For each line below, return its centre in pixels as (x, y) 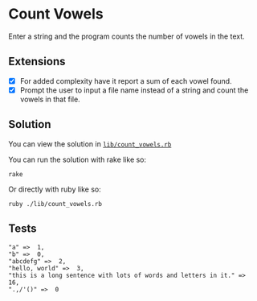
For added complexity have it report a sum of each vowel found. (126, 80)
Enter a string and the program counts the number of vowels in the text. (126, 36)
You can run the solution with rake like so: (78, 159)
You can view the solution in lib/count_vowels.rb (90, 144)
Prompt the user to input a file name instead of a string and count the (134, 90)
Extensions (37, 62)
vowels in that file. (50, 99)
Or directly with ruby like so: (55, 189)
